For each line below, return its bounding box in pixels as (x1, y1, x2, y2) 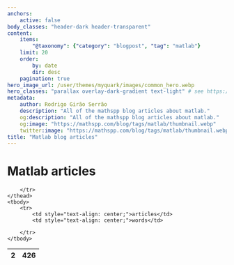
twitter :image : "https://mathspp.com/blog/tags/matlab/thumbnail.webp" (19, 127, 232, 134)
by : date (32, 62, 58, 69)
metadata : (7, 95, 36, 102)
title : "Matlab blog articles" (7, 133, 98, 140)
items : (19, 36, 39, 43)
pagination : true (19, 75, 70, 82)
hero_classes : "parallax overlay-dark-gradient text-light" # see (7, 88, 204, 95)
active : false (19, 17, 61, 24)
